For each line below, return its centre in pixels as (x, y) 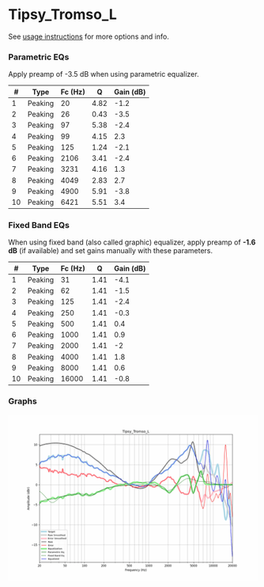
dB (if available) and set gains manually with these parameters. (111, 251)
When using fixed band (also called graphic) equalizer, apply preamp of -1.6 (132, 242)
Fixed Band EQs (39, 225)
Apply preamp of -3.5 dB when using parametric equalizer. (104, 74)
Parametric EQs (39, 57)
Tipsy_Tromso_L (62, 15)
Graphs (23, 401)
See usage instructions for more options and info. (89, 36)
